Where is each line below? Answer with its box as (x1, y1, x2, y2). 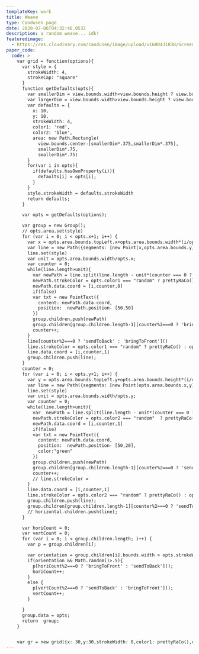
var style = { (21, 63, 57, 70)
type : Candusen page (6, 20, 57, 25)
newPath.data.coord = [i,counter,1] (32, 421, 123, 427)
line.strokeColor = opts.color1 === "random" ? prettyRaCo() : (27, 344, 187, 350)
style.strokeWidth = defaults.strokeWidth (27, 190, 134, 196)
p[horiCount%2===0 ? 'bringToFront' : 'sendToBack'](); (32, 563, 174, 569)
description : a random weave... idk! (6, 31, 99, 37)
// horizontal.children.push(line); (27, 508, 118, 515)
